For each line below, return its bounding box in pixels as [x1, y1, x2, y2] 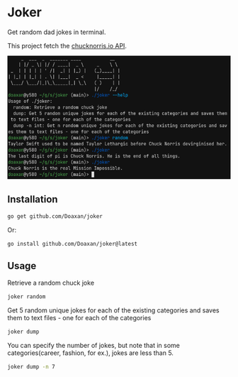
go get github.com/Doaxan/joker [7, 212, 103, 220]
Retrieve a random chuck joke [7, 278, 94, 288]
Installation [7, 193, 58, 205]
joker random [7, 293, 46, 300]
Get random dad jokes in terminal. [7, 28, 106, 36]
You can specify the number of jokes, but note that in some [7, 342, 181, 350]
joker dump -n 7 [7, 364, 55, 371]
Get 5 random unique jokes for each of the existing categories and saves [7, 306, 220, 315]
